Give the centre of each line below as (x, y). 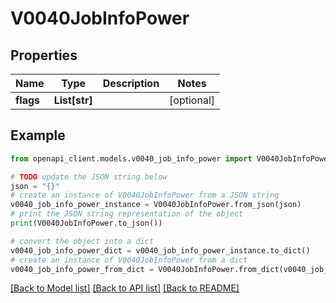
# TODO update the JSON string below (89, 177)
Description (131, 83)
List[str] (73, 100)
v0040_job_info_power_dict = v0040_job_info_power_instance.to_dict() (160, 250)
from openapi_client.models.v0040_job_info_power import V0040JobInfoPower (171, 158)
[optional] (192, 100)
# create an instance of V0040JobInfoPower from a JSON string (145, 195)
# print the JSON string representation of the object (127, 214)
